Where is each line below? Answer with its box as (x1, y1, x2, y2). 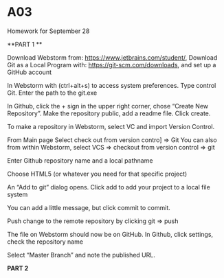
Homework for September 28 (7, 27, 90, 35)
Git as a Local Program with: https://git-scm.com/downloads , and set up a (7, 60, 216, 69)
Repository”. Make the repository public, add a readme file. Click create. (7, 109, 211, 117)
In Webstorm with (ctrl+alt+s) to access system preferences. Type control (7, 81, 216, 89)
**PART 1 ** (7, 40, 43, 48)
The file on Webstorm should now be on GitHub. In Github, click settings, (7, 230, 214, 238)
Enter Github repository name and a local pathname (7, 156, 153, 165)
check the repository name (7, 238, 84, 246)
